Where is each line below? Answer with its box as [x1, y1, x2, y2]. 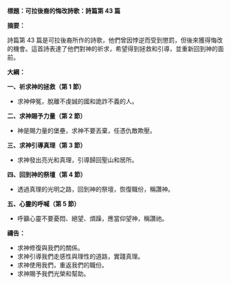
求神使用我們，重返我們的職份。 [16, 261, 108, 269]
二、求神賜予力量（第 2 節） [7, 112, 87, 120]
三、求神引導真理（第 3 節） [7, 141, 87, 149]
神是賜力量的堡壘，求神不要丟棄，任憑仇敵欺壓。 [16, 127, 156, 134]
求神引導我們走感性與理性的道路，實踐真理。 [16, 252, 144, 261]
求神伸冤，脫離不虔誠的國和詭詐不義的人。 [16, 97, 138, 105]
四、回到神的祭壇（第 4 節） [7, 170, 87, 179]
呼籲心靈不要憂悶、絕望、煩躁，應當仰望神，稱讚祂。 [16, 214, 168, 223]
